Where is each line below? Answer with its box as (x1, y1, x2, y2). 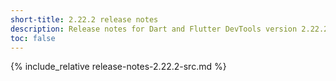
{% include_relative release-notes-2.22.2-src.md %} (10, 61, 227, 73)
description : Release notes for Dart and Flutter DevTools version (10, 24, 298, 34)
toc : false (10, 33, 56, 43)
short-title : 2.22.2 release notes (10, 14, 159, 25)
